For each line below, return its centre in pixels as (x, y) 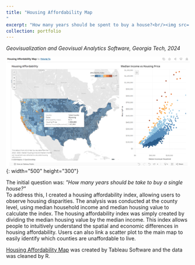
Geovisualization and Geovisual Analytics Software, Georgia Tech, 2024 (93, 48)
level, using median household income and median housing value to (88, 207)
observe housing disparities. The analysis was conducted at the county (92, 201)
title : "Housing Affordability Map (49, 12)
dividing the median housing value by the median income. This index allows (97, 219)
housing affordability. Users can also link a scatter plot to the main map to (95, 232)
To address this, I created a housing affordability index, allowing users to (93, 195)
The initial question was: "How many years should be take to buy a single (94, 182)
